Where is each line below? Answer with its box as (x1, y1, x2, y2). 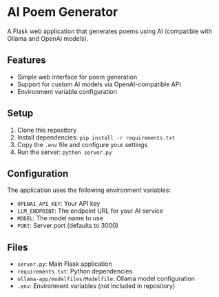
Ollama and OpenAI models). (7, 34, 89, 42)
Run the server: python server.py (17, 148, 112, 156)
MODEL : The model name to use (17, 214, 103, 222)
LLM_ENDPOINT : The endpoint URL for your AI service (17, 207, 164, 215)
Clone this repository (17, 126, 77, 134)
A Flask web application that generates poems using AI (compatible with (7, 27, 212, 35)
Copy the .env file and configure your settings (17, 140, 148, 148)
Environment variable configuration (17, 87, 117, 95)
